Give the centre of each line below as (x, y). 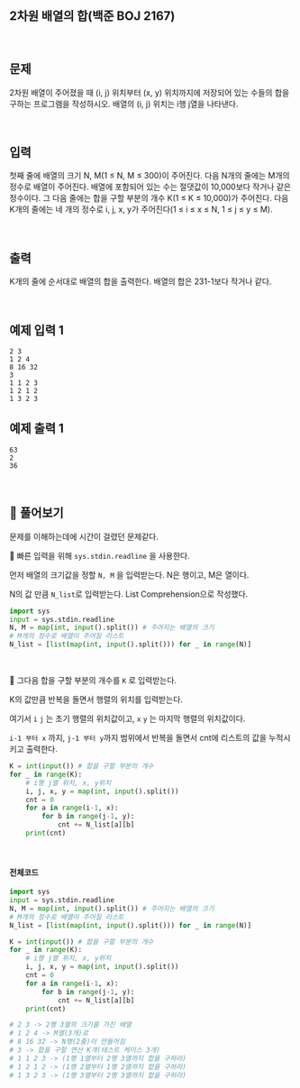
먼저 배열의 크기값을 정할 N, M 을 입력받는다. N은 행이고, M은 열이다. (129, 574)
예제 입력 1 (37, 330)
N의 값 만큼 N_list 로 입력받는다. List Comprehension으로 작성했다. (129, 594)
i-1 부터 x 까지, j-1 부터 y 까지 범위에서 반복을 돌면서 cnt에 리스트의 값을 (138, 738)
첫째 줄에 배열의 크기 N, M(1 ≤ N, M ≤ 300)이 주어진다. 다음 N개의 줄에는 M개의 (150, 176)
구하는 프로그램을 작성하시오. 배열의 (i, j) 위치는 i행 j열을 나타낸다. (124, 104)
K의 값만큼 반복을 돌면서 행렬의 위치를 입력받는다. (96, 699)
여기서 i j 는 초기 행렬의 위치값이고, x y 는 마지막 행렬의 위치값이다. (127, 718)
